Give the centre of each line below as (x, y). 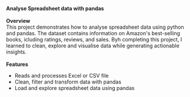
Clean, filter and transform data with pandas (68, 82)
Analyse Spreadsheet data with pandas (55, 8)
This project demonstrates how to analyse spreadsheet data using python (95, 27)
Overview (18, 21)
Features (17, 64)
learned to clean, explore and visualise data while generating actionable (93, 46)
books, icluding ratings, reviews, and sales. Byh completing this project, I (94, 39)
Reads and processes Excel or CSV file (62, 76)
